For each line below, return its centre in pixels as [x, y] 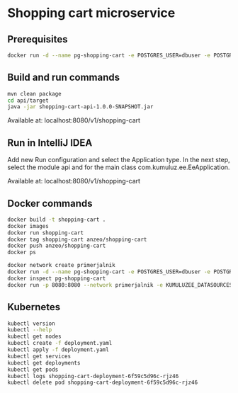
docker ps [22, 253]
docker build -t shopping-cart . [57, 220]
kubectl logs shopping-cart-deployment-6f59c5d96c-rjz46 [93, 376]
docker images [28, 226]
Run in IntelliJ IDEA [50, 143]
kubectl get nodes [34, 337]
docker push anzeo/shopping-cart [57, 246]
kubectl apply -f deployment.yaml [58, 350]
